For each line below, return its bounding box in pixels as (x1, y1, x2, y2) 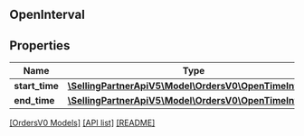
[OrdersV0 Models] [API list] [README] (9, 117, 156, 129)
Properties (9, 38, 71, 53)
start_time (14, 80, 59, 93)
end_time (14, 95, 55, 107)
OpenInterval (9, 7, 86, 23)
